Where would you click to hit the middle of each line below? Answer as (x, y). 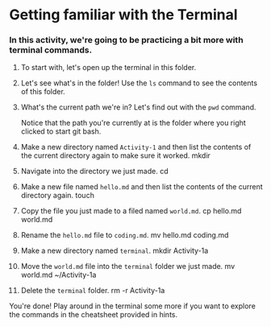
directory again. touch (58, 196)
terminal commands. (50, 50)
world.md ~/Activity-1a (58, 275)
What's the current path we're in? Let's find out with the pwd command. (138, 107)
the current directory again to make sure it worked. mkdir (115, 155)
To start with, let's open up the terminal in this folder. (108, 68)
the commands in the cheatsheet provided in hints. (94, 315)
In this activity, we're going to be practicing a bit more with (127, 40)
